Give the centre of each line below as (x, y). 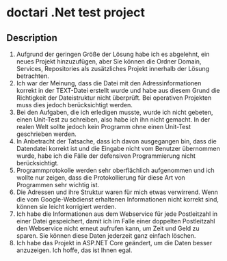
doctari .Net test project (76, 13)
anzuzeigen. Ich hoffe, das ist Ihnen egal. (74, 250)
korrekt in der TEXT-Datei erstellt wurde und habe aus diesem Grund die (118, 91)
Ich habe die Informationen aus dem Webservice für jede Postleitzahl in (117, 214)
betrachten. (32, 76)
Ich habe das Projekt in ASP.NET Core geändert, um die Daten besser (114, 243)
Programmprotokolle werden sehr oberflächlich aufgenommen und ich (115, 170)
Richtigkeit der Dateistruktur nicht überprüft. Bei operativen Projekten (114, 98)
